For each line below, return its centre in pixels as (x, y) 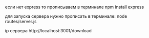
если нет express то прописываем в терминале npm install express (74, 7)
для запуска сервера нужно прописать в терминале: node (66, 16)
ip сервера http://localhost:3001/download (48, 31)
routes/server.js (21, 21)
